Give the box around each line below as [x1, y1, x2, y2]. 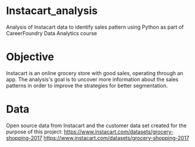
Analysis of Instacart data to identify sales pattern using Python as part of [6, 23, 184, 30]
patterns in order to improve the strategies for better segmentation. [6, 82, 168, 89]
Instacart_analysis [6, 4, 98, 18]
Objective [6, 50, 54, 64]
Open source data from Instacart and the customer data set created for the [6, 122, 187, 129]
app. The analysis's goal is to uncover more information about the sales [6, 76, 179, 83]
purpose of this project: [6, 128, 63, 135]
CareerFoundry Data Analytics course [6, 29, 97, 36]
